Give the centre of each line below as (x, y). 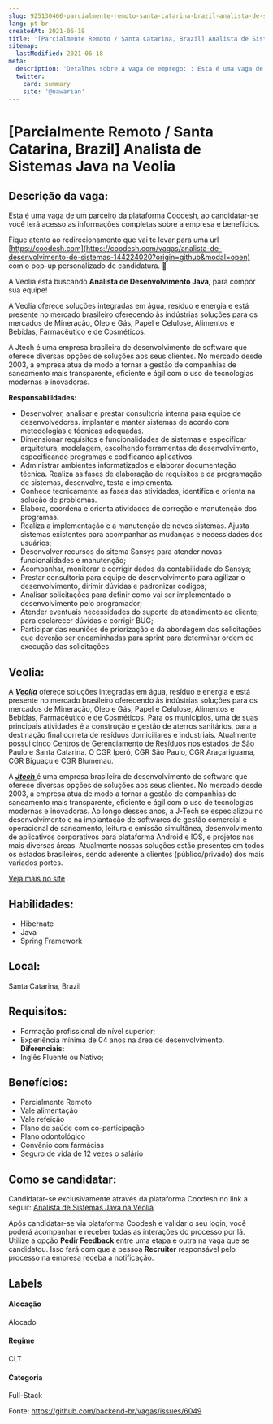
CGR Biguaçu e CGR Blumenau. (61, 761)
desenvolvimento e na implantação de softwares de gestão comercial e (128, 820)
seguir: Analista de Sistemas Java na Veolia (81, 1208)
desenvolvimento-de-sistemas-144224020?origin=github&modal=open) (129, 258)
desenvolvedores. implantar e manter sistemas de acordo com (125, 422)
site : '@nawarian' (54, 91)
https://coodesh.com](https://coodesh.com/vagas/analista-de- (117, 249)
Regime (22, 1340)
